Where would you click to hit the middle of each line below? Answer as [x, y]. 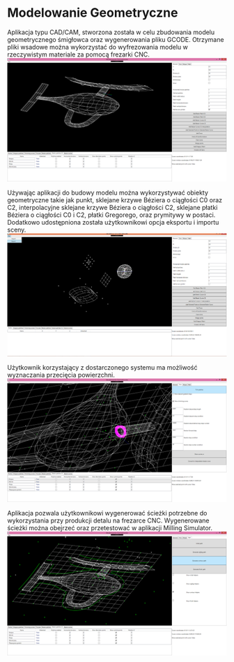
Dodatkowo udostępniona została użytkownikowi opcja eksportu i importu [113, 223]
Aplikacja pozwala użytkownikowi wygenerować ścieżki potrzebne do [107, 513]
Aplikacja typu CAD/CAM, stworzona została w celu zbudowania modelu [111, 32]
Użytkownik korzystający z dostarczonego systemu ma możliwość [102, 367]
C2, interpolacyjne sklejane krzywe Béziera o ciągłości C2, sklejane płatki [112, 208]
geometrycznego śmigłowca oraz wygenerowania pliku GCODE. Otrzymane [116, 39]
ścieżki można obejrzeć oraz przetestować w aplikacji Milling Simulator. [110, 528]
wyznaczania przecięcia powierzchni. [61, 375]
